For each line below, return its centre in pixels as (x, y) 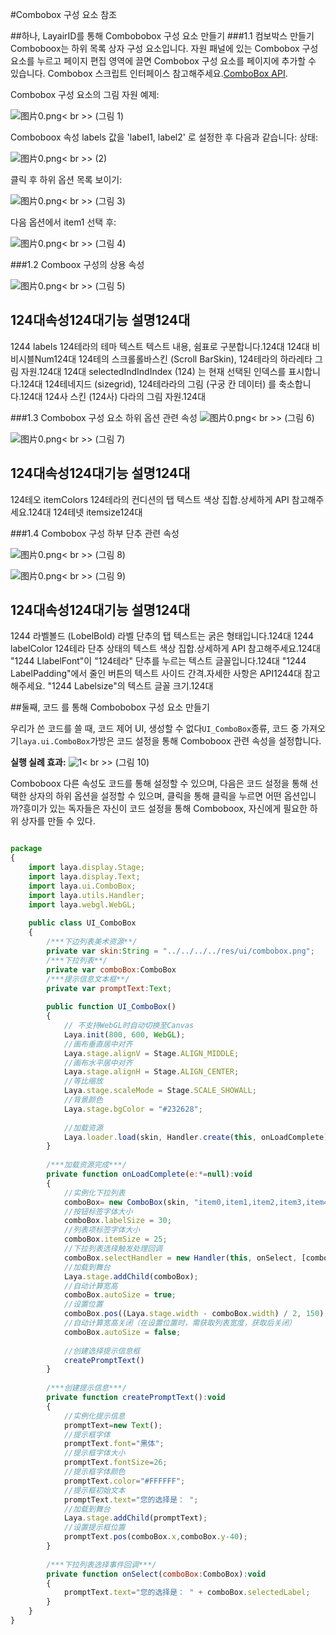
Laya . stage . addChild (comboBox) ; (131, 1276)
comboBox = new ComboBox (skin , (126, 1202)
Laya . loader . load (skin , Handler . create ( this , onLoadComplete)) (198, 1137)
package (26, 849)
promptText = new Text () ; (113, 1425)
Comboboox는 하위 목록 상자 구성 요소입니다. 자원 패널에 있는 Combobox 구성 (164, 48)
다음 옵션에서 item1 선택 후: (63, 222)
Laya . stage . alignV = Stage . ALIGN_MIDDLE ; (151, 1053)
